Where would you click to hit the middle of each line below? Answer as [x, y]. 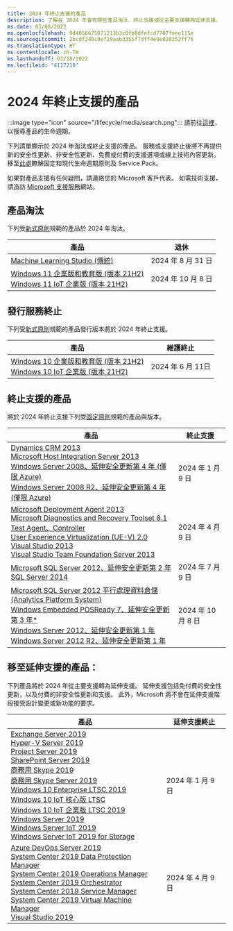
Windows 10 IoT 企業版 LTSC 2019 [68, 810]
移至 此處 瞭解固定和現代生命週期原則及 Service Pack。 [85, 163]
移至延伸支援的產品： [53, 668]
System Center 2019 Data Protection [71, 856]
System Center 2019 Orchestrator [67, 882]
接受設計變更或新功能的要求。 [55, 703]
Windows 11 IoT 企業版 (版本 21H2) [69, 284]
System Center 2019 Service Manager [74, 891]
